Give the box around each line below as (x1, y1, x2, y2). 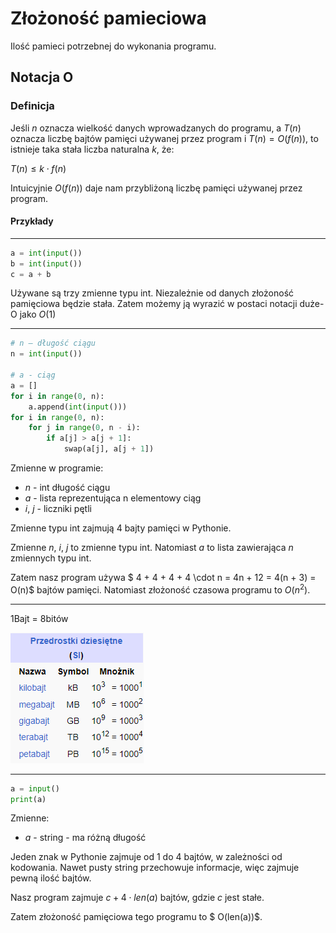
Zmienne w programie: (10, 462, 104, 474)
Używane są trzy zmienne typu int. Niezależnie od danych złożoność (10, 287, 295, 299)
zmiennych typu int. (10, 552, 92, 564)
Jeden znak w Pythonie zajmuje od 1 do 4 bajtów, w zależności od (10, 851, 283, 863)
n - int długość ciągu (24, 482, 111, 494)
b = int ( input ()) (10, 258, 83, 269)
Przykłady (10, 215, 54, 227)
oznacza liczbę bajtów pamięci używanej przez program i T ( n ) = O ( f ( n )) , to (10, 132, 319, 144)
